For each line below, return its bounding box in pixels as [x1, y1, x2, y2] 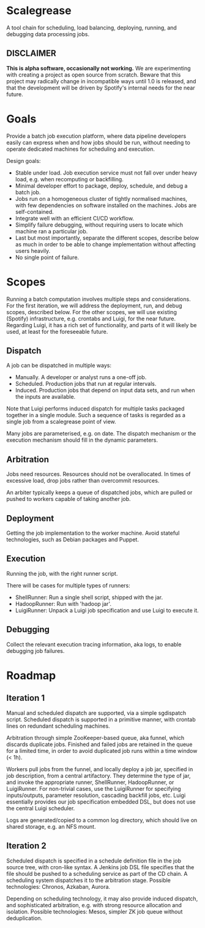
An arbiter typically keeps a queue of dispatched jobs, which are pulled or [6, 489, 193, 496]
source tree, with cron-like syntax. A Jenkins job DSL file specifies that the [6, 863, 195, 870]
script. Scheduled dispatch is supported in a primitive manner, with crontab [6, 715, 196, 723]
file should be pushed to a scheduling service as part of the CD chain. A [6, 870, 188, 877]
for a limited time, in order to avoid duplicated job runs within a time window [6, 747, 198, 754]
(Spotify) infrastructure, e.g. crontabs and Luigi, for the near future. [6, 315, 176, 322]
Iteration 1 [6, 693, 45, 703]
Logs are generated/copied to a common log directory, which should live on [6, 816, 198, 824]
